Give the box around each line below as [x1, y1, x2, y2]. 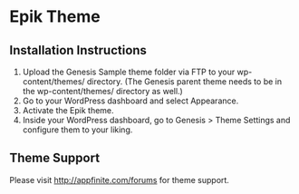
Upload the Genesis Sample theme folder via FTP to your [22, 66, 236, 77]
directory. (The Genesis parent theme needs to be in [86, 76, 283, 87]
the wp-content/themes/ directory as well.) [22, 86, 183, 96]
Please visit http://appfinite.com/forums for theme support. [9, 174, 229, 185]
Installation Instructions [9, 43, 148, 58]
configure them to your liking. [22, 124, 133, 135]
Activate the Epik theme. [22, 105, 115, 115]
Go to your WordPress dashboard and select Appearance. [22, 95, 239, 106]
